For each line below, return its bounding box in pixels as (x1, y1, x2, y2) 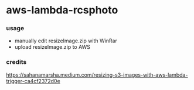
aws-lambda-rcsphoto (6, 3, 118, 17)
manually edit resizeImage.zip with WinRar (14, 37, 117, 44)
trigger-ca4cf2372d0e (6, 77, 60, 84)
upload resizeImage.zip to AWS (14, 44, 91, 51)
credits (6, 58, 27, 66)
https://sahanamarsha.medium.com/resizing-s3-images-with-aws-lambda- (6, 71, 188, 78)
